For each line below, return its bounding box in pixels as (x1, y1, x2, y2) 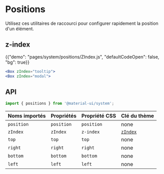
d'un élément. (5, 25, 34, 31)
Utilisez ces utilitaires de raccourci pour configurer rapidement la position (5, 20, 158, 26)
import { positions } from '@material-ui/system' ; (5, 101, 114, 106)
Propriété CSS (81, 112, 116, 119)
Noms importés (8, 112, 46, 119)
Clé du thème (120, 112, 154, 119)
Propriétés (50, 112, 77, 119)
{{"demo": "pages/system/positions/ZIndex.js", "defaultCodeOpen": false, (5, 54, 159, 60)
